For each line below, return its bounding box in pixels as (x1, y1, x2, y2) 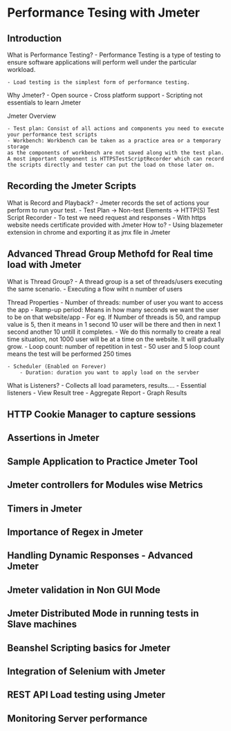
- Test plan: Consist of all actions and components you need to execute (7, 125, 225, 132)
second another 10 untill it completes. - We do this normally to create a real (7, 327, 221, 336)
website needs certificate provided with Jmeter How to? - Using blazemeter (7, 220, 223, 229)
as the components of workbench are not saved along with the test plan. (7, 150, 225, 156)
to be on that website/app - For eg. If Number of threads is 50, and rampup (7, 313, 221, 321)
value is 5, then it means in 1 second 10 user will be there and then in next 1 (7, 320, 221, 328)
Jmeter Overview (7, 112, 57, 120)
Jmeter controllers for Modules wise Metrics (7, 479, 203, 491)
